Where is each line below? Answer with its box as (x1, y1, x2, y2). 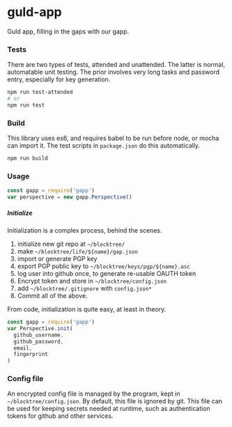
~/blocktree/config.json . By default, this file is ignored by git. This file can (7, 397, 223, 405)
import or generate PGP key (17, 255, 98, 263)
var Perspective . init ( (7, 325, 73, 332)
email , (13, 344, 33, 352)
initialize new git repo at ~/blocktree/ (17, 240, 125, 248)
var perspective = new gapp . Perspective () (7, 194, 132, 201)
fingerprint (13, 351, 49, 358)
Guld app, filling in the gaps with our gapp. (7, 27, 130, 36)
